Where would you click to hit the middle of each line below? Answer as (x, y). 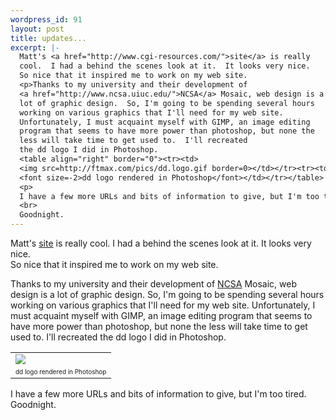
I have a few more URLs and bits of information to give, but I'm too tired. (158, 394)
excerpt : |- (35, 47)
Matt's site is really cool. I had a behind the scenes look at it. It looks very (161, 243)
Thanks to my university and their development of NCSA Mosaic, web (154, 284)
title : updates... (48, 38)
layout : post (37, 29)
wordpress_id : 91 (46, 19)
